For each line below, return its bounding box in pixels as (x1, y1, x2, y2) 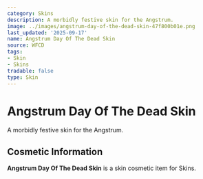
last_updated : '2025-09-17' (7, 29, 88, 36)
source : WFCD (7, 42, 45, 49)
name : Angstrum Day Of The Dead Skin (7, 36, 116, 43)
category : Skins (7, 10, 54, 17)
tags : (7, 49, 23, 56)
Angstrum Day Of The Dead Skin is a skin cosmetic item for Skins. (7, 164, 196, 172)
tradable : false (7, 67, 54, 74)
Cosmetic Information (7, 145, 103, 158)
